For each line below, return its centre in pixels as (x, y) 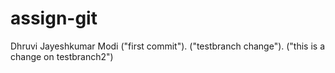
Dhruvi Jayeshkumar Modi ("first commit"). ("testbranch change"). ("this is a (168, 46)
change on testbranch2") (62, 56)
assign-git (54, 18)
